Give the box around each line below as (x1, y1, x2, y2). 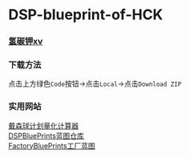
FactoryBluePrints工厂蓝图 (8, 140, 95, 150)
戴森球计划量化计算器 (8, 120, 79, 130)
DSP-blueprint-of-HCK (8, 6, 164, 24)
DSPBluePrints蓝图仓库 (8, 131, 84, 140)
